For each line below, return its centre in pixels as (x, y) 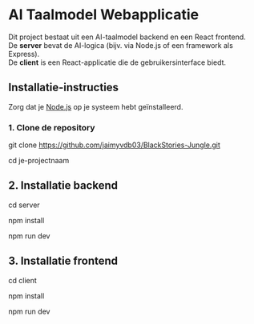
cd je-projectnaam (39, 161)
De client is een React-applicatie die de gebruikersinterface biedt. (117, 62)
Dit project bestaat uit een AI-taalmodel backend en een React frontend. (127, 37)
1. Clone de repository (52, 127)
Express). (24, 54)
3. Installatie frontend (63, 261)
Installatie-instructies (63, 88)
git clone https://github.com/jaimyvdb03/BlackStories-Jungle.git (114, 145)
